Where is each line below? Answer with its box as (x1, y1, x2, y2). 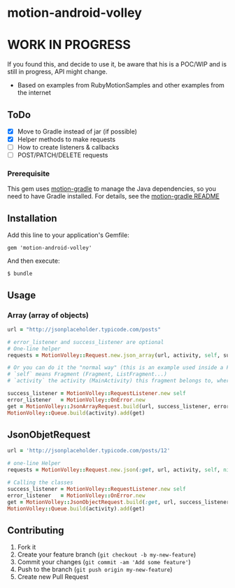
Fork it (17, 543, 36, 552)
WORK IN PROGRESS (7, 37, 131, 53)
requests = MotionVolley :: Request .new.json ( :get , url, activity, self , (7, 466, 220, 473)
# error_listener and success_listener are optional (7, 338, 164, 345)
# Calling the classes (7, 479, 73, 487)
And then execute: (7, 257, 60, 265)
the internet (17, 89, 51, 97)
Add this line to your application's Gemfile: (7, 231, 129, 239)
